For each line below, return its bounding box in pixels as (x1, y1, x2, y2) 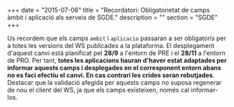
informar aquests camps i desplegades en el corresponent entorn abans (7, 64, 221, 72)
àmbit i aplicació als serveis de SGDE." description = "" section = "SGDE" (7, 13, 218, 22)
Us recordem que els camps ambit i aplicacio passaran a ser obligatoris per (7, 34, 227, 42)
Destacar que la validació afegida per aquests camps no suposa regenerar (7, 79, 222, 86)
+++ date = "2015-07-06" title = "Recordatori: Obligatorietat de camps (7, 6, 210, 14)
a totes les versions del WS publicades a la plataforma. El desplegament (7, 42, 215, 49)
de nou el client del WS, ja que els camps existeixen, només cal (7, 86, 190, 94)
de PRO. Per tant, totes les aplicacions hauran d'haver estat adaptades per (7, 56, 227, 65)
